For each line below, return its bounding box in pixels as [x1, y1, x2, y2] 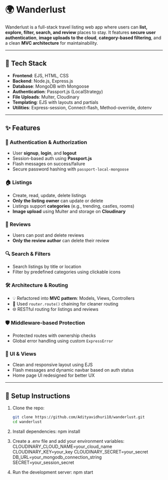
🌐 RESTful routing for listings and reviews [12, 306, 98, 312]
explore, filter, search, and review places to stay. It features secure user [5, 29, 156, 35]
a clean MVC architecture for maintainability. [5, 40, 98, 46]
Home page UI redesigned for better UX [12, 372, 95, 379]
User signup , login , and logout [12, 150, 76, 156]
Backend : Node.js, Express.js [12, 78, 73, 84]
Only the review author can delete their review [12, 238, 109, 244]
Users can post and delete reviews [12, 232, 84, 238]
